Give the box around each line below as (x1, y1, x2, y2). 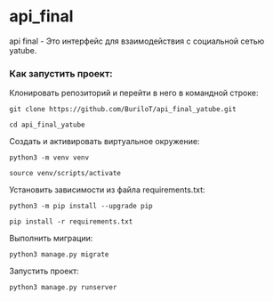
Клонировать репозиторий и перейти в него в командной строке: (9, 87, 259, 99)
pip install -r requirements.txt (9, 217, 133, 226)
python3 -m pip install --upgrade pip (9, 202, 153, 211)
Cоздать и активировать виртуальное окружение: (9, 136, 200, 147)
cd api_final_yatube (9, 120, 86, 130)
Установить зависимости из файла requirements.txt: (9, 184, 205, 195)
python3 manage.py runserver (9, 283, 117, 292)
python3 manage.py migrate (9, 250, 109, 259)
